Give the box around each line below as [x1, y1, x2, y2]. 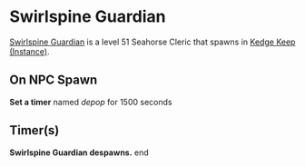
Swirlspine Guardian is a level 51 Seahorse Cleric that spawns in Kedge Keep [9, 36, 296, 47]
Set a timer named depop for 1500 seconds [9, 96, 172, 107]
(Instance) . [9, 45, 50, 56]
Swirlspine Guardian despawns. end [9, 147, 150, 158]
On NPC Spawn [9, 73, 98, 88]
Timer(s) [9, 123, 60, 138]
